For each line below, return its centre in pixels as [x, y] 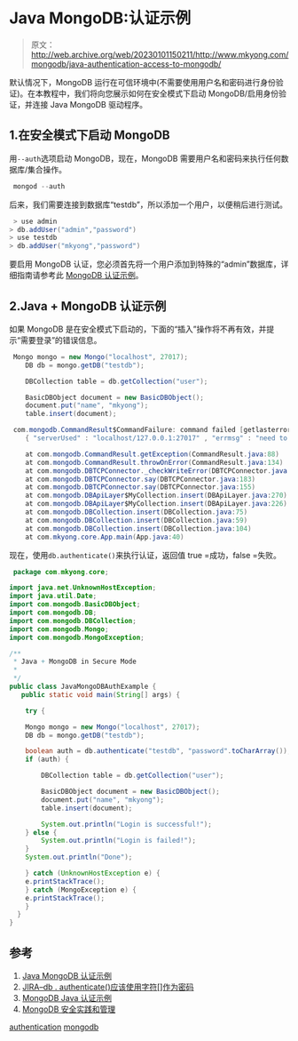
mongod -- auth [39, 186]
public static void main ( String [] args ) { [100, 694]
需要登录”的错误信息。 [61, 340]
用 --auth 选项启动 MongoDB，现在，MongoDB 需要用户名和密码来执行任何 [145, 158]
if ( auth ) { [47, 760]
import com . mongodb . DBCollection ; [73, 621]
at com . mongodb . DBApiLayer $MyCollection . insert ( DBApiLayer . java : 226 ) [157, 504]
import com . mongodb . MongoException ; [77, 637]
